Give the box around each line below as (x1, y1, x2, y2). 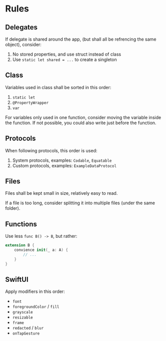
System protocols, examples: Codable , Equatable (12, 157, 112, 163)
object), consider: (5, 42, 41, 48)
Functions (5, 220, 37, 228)
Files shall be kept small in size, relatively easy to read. (5, 190, 118, 196)
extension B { (5, 243, 35, 248)
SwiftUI (5, 275, 28, 284)
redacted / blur (12, 325, 44, 331)
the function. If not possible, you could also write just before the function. (5, 120, 156, 126)
